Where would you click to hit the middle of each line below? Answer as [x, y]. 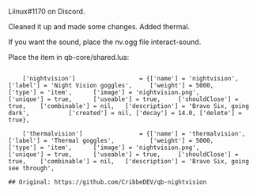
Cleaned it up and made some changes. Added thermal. [99, 26]
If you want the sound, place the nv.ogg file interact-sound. [105, 42]
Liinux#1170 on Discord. [47, 11]
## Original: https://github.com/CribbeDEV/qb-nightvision [108, 182]
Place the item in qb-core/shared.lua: [69, 57]
